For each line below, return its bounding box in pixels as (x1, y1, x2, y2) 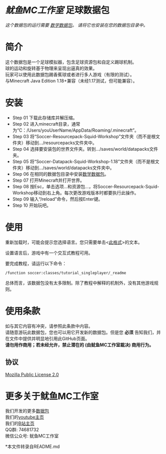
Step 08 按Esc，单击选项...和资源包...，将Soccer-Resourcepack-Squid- (12, 183, 159, 189)
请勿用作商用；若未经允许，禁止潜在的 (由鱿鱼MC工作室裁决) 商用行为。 (5, 341, 154, 348)
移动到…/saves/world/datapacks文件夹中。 (25, 165, 114, 171)
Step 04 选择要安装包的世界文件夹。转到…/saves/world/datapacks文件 (12, 146, 158, 152)
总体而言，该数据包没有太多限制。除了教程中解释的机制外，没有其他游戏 (5, 280, 154, 286)
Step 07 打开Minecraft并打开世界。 (12, 177, 85, 183)
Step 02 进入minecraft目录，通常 (12, 121, 80, 127)
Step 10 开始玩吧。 (12, 202, 51, 208)
